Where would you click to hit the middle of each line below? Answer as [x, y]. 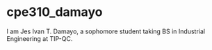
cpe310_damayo [55, 12]
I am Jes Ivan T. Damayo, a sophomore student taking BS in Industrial [106, 31]
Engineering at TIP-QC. [40, 38]
